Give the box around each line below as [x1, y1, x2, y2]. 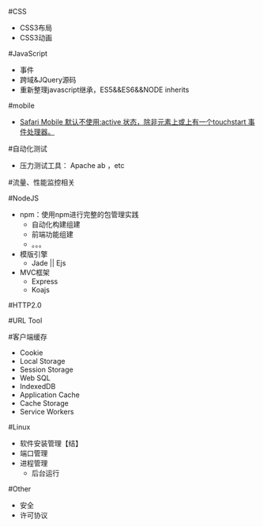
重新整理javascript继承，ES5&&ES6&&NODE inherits [19, 85, 190, 94]
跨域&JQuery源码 [19, 75, 77, 84]
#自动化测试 [8, 144, 47, 153]
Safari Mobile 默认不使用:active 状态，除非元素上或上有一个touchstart [19, 117, 246, 126]
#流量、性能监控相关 [8, 178, 75, 187]
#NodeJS [8, 193, 39, 203]
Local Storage [19, 357, 66, 365]
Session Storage [19, 365, 73, 374]
